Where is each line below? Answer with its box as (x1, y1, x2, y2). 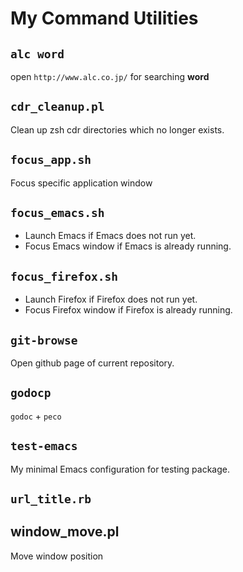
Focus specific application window (10, 177, 153, 189)
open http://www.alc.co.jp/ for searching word (10, 71, 210, 82)
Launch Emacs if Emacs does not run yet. (24, 230, 197, 242)
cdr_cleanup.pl (10, 100, 105, 114)
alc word (10, 47, 65, 61)
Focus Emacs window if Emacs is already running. (24, 240, 232, 252)
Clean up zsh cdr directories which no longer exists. (10, 123, 225, 136)
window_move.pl (10, 523, 120, 541)
